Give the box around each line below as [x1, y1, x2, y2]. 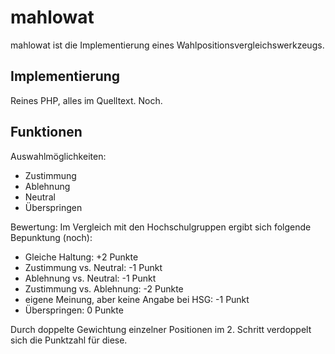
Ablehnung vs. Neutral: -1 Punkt [24, 272, 157, 284]
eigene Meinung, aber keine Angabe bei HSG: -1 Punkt [24, 293, 250, 305]
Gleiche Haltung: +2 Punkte [24, 251, 139, 263]
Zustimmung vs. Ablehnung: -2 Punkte [24, 282, 184, 295]
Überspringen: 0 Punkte [24, 304, 124, 316]
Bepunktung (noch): [10, 231, 93, 243]
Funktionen [10, 124, 83, 141]
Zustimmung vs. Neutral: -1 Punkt [24, 261, 163, 273]
